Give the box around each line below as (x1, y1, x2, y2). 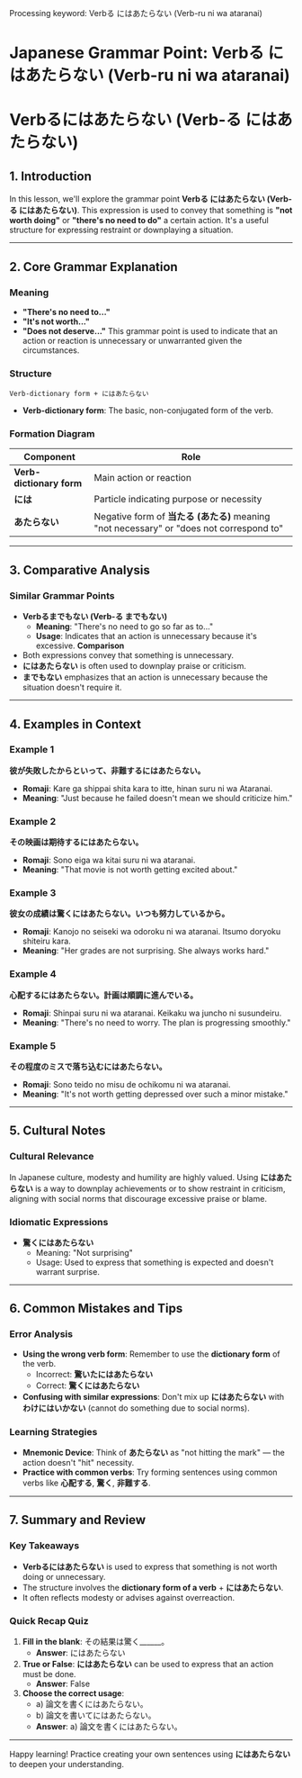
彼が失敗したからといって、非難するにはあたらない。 (9, 764, 206, 776)
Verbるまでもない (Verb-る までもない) (22, 611, 168, 622)
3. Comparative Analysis (9, 562, 150, 578)
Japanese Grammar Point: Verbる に (9, 43, 284, 63)
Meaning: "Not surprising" (35, 1248, 133, 1259)
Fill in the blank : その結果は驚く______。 (22, 1636, 169, 1647)
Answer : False (35, 1678, 91, 1689)
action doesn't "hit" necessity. (22, 1458, 135, 1467)
